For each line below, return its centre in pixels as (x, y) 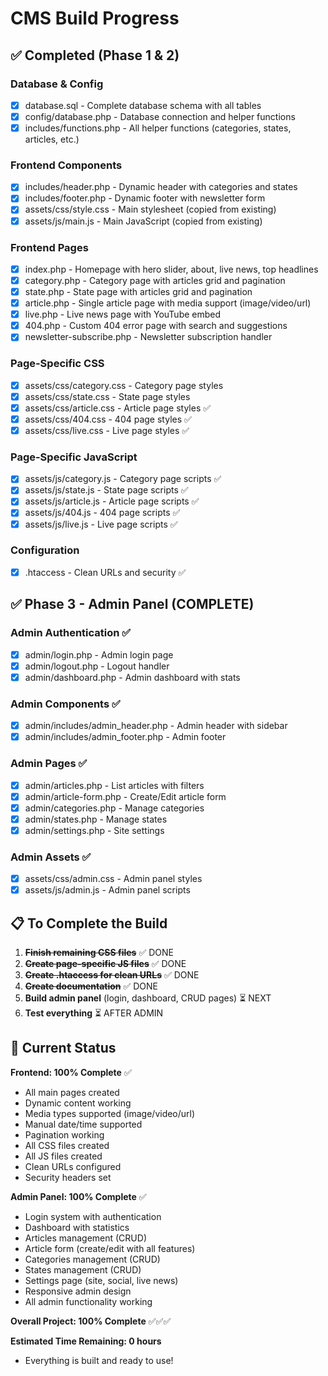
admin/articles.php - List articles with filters (114, 785)
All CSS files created (67, 1145)
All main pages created (72, 1092)
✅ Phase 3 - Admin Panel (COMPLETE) (132, 604)
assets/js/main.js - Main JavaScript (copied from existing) (143, 221)
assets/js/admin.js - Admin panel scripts (107, 890)
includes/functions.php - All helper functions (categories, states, (158, 128)
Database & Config (57, 84)
